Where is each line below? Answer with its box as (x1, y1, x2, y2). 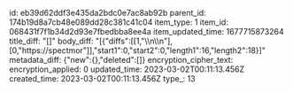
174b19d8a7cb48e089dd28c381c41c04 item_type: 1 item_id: (9, 17, 228, 27)
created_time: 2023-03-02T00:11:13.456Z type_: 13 (9, 74, 197, 83)
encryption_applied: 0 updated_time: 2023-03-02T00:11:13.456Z (9, 64, 245, 74)
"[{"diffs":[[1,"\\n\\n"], (95, 35, 173, 46)
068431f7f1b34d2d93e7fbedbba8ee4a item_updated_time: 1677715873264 (9, 27, 285, 36)
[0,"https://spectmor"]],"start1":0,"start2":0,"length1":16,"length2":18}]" (9, 45, 266, 56)
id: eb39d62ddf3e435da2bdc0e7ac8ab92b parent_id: (9, 8, 206, 18)
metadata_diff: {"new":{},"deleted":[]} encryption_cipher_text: (9, 55, 234, 65)
